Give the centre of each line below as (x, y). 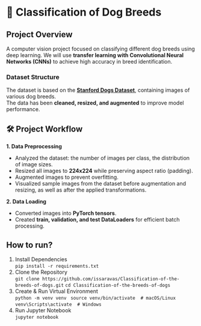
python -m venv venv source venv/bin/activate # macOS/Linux (95, 298)
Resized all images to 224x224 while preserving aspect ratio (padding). (104, 171)
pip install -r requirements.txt (57, 266)
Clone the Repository (41, 272)
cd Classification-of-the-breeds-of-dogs (118, 285)
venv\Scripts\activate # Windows (58, 304)
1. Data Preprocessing (34, 146)
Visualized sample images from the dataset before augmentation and (100, 184)
